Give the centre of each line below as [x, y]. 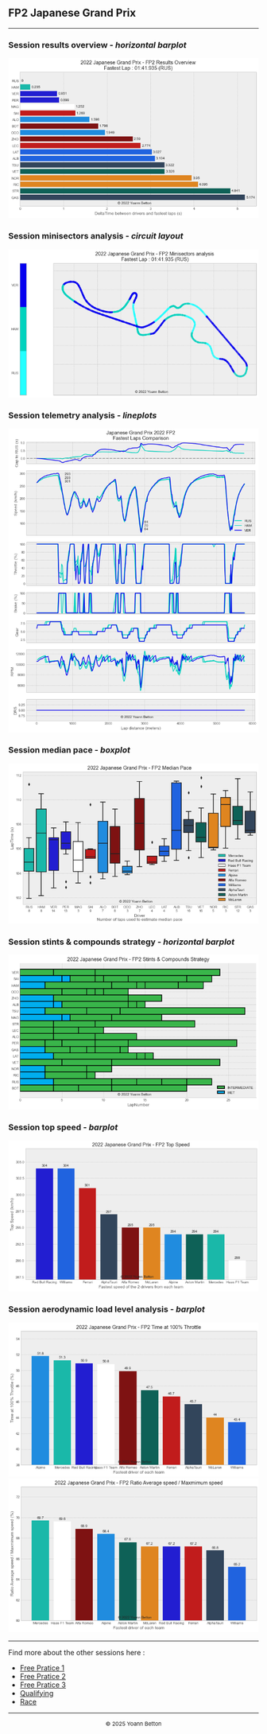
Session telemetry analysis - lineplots [83, 415]
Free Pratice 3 [43, 1685]
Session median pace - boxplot [70, 750]
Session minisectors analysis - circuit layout [96, 236]
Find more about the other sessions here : [77, 1652]
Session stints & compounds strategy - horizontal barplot [122, 942]
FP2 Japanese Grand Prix [72, 13]
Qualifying [37, 1693]
